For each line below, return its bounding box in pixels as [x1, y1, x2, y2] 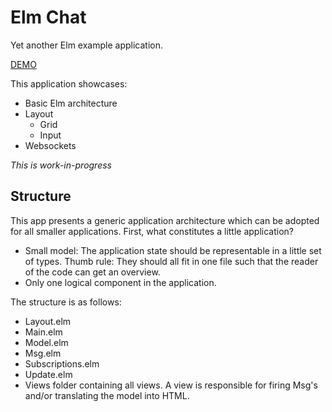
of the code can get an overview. [24, 266, 161, 278]
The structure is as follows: [10, 296, 122, 308]
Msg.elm [24, 347, 62, 359]
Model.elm [24, 336, 69, 348]
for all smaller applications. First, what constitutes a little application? [10, 225, 295, 237]
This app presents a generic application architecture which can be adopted [10, 214, 320, 226]
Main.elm [24, 326, 63, 338]
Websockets [24, 139, 77, 151]
